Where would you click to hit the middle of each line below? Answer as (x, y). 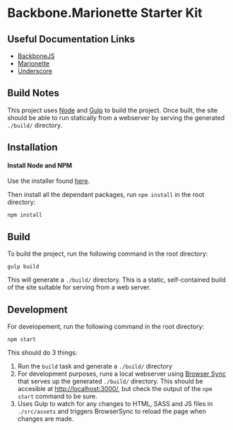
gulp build (23, 267)
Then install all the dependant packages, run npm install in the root (106, 195)
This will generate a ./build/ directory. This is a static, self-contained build (116, 280)
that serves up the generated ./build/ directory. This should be (110, 381)
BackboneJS (36, 56)
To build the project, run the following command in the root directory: (108, 254)
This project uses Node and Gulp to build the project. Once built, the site (112, 110)
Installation (32, 147)
